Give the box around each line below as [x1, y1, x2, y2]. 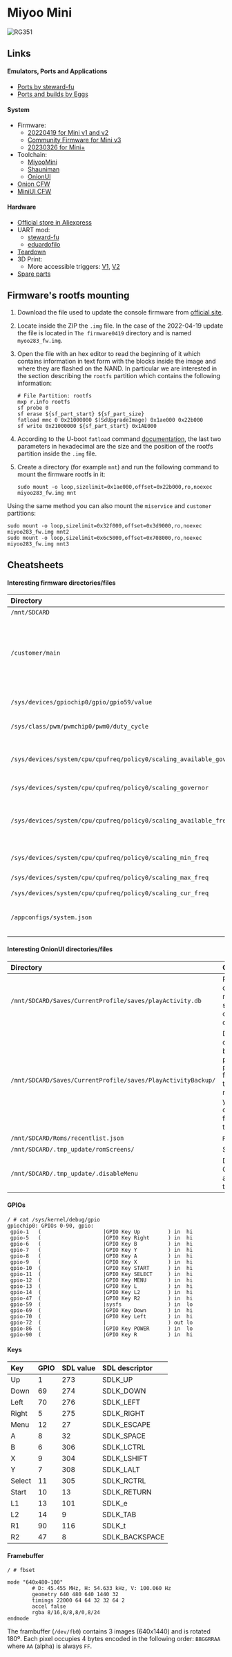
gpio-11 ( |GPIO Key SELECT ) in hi [10, 1271, 193, 1277]
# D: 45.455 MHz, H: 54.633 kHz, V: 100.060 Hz [32, 1585, 171, 1592]
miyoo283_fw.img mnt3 [7, 541, 70, 547]
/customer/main [10, 649, 61, 657]
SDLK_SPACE [102, 1431, 146, 1441]
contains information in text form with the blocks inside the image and [17, 357, 216, 365]
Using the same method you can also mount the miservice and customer [7, 501, 212, 509]
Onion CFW [17, 180, 50, 188]
